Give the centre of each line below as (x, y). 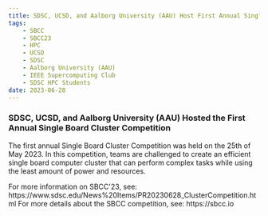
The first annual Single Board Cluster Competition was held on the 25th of (130, 146)
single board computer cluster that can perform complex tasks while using (130, 162)
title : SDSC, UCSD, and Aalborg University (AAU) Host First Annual (124, 16)
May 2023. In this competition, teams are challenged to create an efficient (130, 154)
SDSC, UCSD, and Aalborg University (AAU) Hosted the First (127, 118)
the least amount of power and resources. (77, 171)
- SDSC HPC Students (57, 82)
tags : (17, 23)
